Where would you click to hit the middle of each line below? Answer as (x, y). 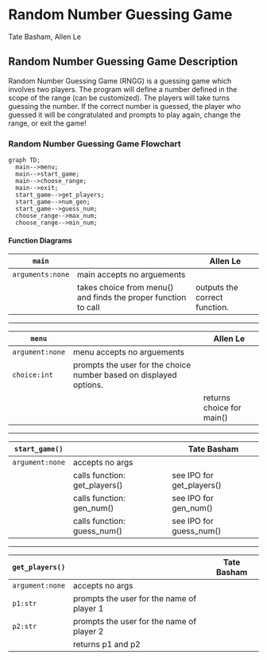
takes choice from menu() (125, 288)
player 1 (88, 608)
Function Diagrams (41, 240)
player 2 (88, 631)
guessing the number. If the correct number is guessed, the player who (124, 106)
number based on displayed (125, 375)
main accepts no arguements (131, 274)
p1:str (25, 604)
